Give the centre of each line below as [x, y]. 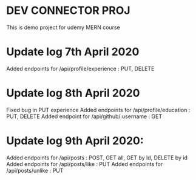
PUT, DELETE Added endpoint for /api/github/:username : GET [84, 116]
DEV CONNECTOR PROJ [68, 11]
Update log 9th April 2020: [75, 141]
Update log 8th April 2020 [73, 93]
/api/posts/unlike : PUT [35, 170]
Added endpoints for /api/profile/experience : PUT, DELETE [80, 68]
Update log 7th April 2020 [73, 52]
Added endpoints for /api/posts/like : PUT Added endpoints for [85, 164]
